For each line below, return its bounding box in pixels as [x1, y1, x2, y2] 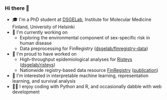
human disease [19, 40, 52, 46]
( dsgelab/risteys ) [19, 62, 56, 68]
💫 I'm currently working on [12, 29, 68, 35]
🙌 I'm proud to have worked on [12, 51, 77, 57]
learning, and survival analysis [12, 78, 76, 84]
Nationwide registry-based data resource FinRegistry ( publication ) [19, 67, 158, 73]
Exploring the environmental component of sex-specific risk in [19, 35, 150, 41]
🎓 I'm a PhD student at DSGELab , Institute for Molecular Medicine [12, 16, 152, 22]
